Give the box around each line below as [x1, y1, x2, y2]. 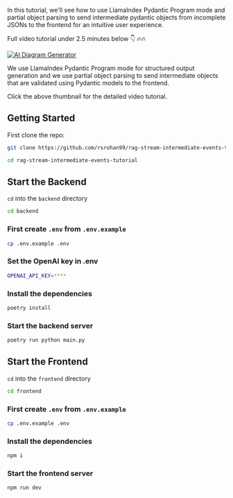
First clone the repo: [7, 131, 65, 139]
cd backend [7, 208, 39, 215]
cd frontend [7, 388, 42, 395]
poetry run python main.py [7, 337, 85, 344]
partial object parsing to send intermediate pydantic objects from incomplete [7, 13, 226, 22]
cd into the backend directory [7, 194, 88, 203]
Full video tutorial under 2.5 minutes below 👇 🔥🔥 [7, 35, 146, 42]
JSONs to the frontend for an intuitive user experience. [7, 21, 164, 28]
